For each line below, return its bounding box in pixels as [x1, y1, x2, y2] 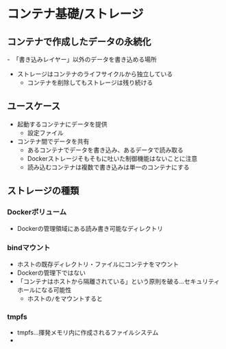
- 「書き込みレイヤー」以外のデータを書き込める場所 [7, 56, 158, 63]
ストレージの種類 [7, 185, 79, 196]
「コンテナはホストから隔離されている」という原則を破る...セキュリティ [16, 277, 221, 285]
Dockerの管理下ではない [16, 269, 86, 277]
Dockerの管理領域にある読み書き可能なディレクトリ [16, 224, 164, 232]
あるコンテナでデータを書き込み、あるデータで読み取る [27, 146, 184, 154]
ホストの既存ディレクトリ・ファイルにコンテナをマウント [16, 260, 179, 268]
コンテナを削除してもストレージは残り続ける [27, 78, 153, 87]
